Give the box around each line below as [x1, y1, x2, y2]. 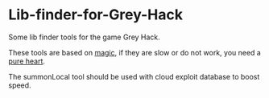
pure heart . [8, 56, 46, 66]
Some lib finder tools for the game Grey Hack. [8, 32, 161, 42]
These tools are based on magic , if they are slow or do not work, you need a [8, 47, 262, 57]
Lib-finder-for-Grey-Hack [8, 6, 184, 24]
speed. [8, 80, 31, 90]
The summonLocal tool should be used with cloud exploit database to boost [8, 71, 260, 81]
